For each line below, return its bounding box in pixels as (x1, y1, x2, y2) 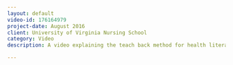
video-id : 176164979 (7, 16, 67, 23)
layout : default (7, 10, 54, 17)
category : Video (7, 36, 54, 42)
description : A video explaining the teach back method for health (7, 42, 207, 49)
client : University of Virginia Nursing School (7, 29, 148, 36)
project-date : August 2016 (7, 23, 85, 29)
